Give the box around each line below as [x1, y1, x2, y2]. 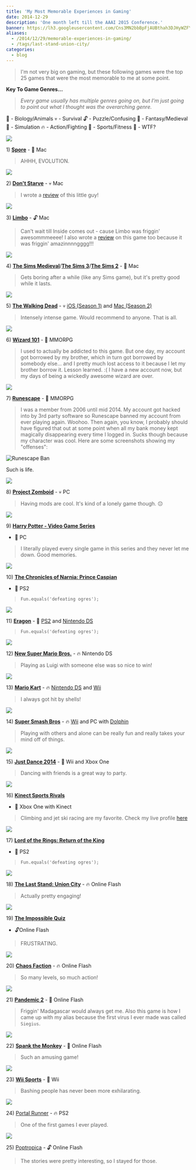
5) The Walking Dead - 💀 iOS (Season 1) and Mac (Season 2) [6, 302, 152, 309]
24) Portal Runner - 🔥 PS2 [6, 1109, 69, 1116]
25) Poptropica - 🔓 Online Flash [6, 1144, 83, 1151]
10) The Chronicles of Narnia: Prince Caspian [6, 573, 118, 580]
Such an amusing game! [20, 1054, 79, 1061]
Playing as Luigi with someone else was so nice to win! [20, 662, 153, 669]
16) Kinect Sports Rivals [6, 792, 65, 799]
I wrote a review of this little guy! [20, 191, 99, 198]
